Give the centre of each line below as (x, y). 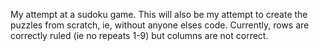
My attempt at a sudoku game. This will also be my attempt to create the (159, 14)
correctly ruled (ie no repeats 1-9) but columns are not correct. (139, 35)
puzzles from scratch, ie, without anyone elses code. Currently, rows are (160, 25)
